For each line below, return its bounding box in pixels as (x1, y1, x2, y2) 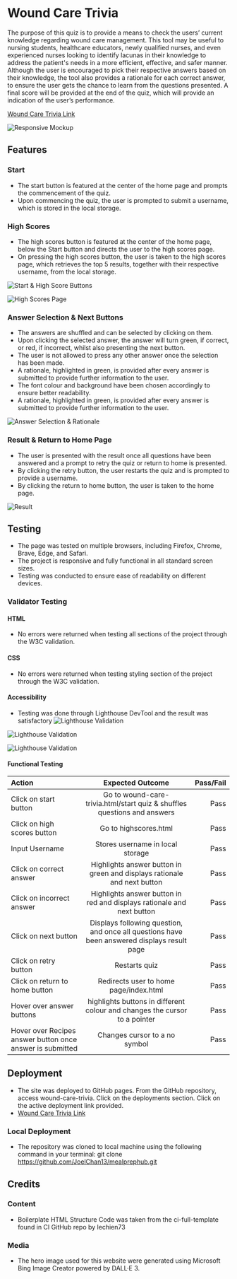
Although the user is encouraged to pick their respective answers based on (7, 66, 226, 74)
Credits (7, 1178, 41, 1190)
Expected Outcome (103, 778, 169, 788)
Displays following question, (90, 918, 183, 928)
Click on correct (11, 864, 64, 874)
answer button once (11, 1034, 78, 1044)
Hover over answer (11, 1001, 74, 1011)
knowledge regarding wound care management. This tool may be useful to (7, 35, 224, 44)
